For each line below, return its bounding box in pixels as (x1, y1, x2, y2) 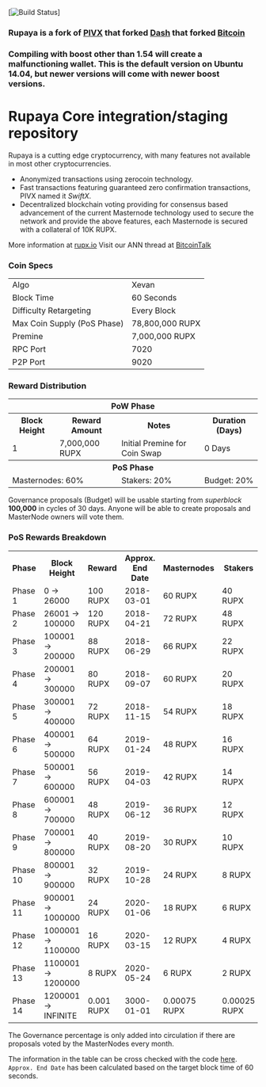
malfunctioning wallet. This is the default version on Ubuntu (8, 58, 244, 69)
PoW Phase (110, 401, 156, 412)
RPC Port (12, 344, 46, 355)
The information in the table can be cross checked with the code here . (8, 1054, 237, 1063)
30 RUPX (162, 837, 198, 848)
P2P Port (12, 357, 46, 368)
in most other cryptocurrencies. (8, 158, 112, 168)
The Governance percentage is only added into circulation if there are (8, 1030, 236, 1039)
